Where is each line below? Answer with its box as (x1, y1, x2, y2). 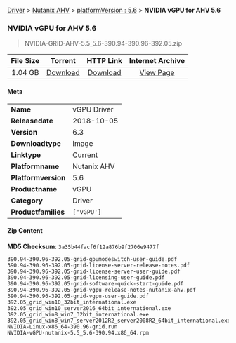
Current (72, 150, 98, 160)
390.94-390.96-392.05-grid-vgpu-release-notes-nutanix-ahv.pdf (7, 286, 197, 293)
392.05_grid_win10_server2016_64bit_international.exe (7, 304, 171, 311)
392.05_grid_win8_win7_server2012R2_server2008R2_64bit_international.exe (7, 317, 231, 324)
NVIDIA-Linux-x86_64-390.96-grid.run (7, 323, 118, 330)
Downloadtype (11, 138, 62, 148)
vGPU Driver (72, 105, 114, 114)
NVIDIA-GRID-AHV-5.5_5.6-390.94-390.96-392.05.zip (24, 39, 183, 48)
